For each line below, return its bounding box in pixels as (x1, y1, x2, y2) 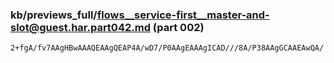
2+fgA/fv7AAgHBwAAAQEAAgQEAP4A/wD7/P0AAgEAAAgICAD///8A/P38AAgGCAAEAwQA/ (10, 43, 325, 53)
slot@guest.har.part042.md (10, 20, 151, 34)
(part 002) (152, 20, 205, 34)
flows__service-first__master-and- (96, 8, 270, 22)
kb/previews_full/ (10, 8, 98, 22)
